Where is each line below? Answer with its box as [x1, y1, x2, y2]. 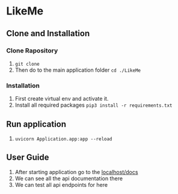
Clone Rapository [6, 46, 58, 55]
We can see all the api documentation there [14, 175, 123, 182]
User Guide [6, 152, 49, 163]
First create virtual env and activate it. [14, 95, 109, 102]
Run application [6, 119, 67, 129]
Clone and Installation [6, 28, 90, 39]
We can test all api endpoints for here [14, 181, 108, 188]
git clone [14, 61, 40, 67]
